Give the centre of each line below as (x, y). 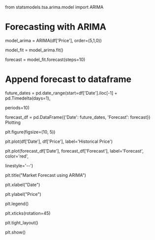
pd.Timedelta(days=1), (28, 98)
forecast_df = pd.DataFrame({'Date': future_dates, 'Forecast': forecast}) (78, 117)
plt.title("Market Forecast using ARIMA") (46, 175)
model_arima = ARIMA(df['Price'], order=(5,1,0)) (53, 40)
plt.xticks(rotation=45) (28, 213)
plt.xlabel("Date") (23, 185)
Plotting (13, 122)
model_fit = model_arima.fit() (34, 50)
